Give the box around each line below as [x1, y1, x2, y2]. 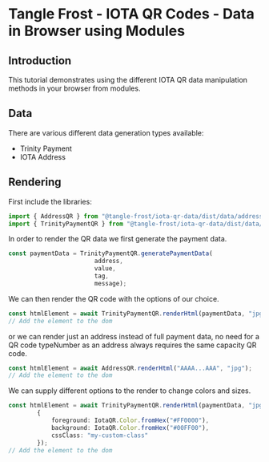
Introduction [8, 54, 72, 67]
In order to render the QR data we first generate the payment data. [8, 234, 227, 244]
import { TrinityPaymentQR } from [8, 220, 124, 228]
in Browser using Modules [8, 22, 186, 40]
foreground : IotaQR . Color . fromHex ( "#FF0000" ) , [50, 416, 210, 424]
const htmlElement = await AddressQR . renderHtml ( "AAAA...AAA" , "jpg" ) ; [8, 364, 252, 372]
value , [94, 265, 116, 273]
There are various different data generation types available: [8, 128, 204, 137]
